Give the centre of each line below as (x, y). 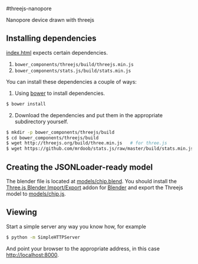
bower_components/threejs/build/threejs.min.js (74, 64)
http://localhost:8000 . (32, 255)
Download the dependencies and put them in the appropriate (89, 115)
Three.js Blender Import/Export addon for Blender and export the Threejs (95, 187)
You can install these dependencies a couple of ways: (72, 81)
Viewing (22, 212)
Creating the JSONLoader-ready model (80, 167)
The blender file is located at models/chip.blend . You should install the (91, 181)
